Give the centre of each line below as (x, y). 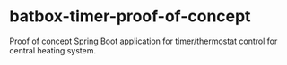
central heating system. (53, 50)
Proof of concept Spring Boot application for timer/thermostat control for (143, 41)
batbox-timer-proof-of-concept (130, 16)
